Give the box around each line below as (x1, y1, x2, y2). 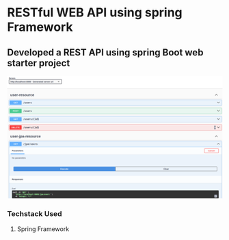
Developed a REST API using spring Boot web (7, 46, 204, 58)
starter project (7, 57, 70, 69)
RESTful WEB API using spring (7, 5, 183, 21)
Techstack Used (7, 209, 63, 219)
